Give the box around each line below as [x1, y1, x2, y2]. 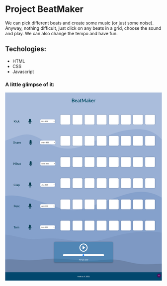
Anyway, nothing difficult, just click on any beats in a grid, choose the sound [5, 25, 162, 31]
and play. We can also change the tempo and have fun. [5, 30, 118, 36]
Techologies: [5, 45, 47, 53]
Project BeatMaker [5, 3, 83, 15]
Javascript [12, 69, 34, 74]
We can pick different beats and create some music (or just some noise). [5, 20, 154, 26]
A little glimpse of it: [5, 81, 55, 88]
